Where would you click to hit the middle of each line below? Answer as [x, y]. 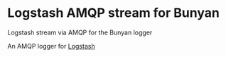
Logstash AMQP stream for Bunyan [114, 13]
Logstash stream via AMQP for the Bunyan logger [80, 32]
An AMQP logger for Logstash [51, 46]
